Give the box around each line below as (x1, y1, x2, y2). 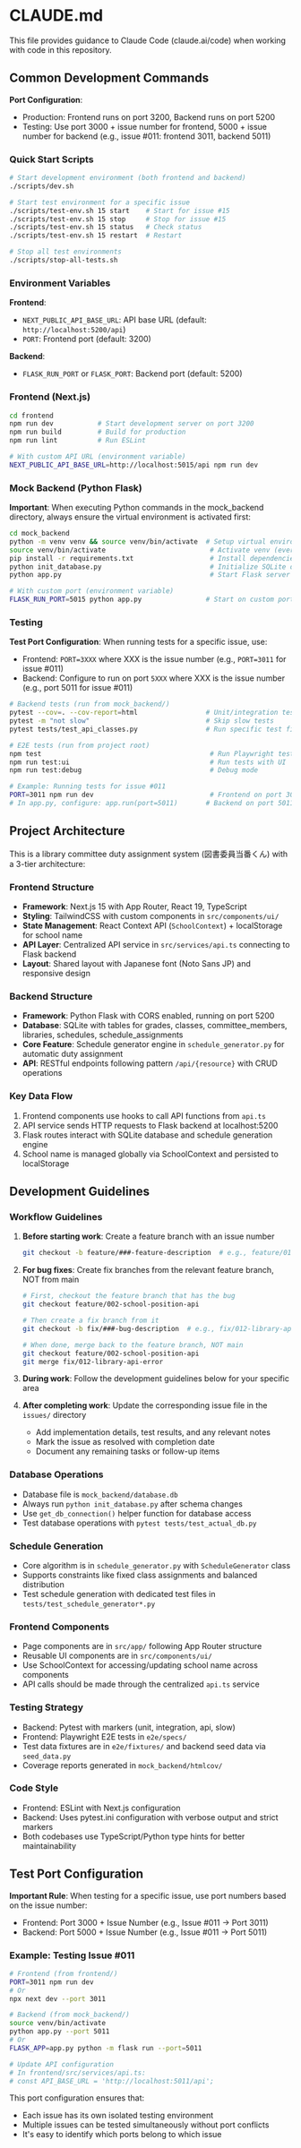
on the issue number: (9, 1900, 88, 1911)
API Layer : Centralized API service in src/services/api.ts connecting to (21, 940, 290, 950)
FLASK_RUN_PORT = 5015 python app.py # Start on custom (9, 595, 275, 605)
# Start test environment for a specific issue (9, 198, 191, 207)
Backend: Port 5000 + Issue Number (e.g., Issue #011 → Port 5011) (21, 1927, 268, 1937)
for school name (21, 930, 83, 941)
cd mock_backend (9, 529, 70, 538)
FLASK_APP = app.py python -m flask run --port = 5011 (9, 2043, 202, 2052)
